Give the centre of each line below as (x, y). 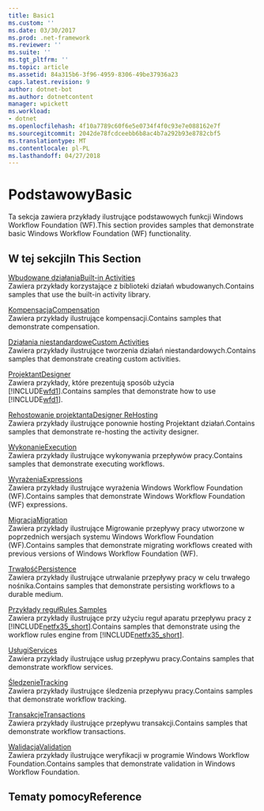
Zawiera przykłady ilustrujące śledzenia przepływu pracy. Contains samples (130, 691)
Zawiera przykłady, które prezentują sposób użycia (91, 383)
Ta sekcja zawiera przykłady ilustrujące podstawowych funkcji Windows (126, 217)
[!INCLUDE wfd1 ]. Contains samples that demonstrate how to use (112, 391)
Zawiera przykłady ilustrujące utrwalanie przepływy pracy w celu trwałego (129, 577)
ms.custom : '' (32, 23)
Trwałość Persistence (42, 569)
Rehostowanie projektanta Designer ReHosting (83, 415)
